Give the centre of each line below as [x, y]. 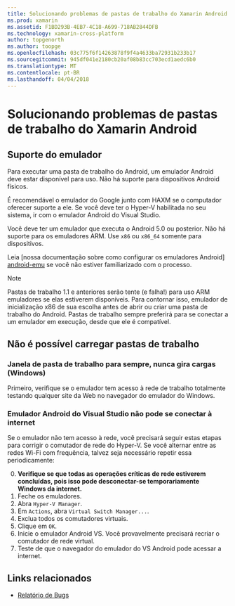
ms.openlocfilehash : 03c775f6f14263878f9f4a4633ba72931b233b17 [102, 53]
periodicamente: [31, 460]
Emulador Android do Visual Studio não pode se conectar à [110, 413]
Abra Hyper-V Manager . [50, 504]
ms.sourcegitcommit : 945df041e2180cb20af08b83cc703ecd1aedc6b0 [102, 60]
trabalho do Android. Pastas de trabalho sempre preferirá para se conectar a [118, 314]
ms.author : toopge [34, 46]
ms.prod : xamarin [33, 20]
